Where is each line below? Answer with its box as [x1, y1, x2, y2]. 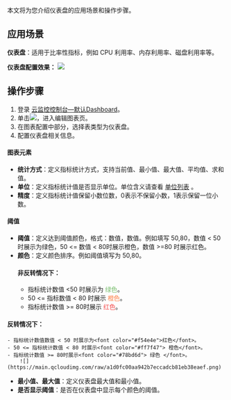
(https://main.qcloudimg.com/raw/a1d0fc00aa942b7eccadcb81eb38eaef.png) [7, 364, 222, 371]
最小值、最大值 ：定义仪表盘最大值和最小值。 [17, 377, 146, 385]
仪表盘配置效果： [7, 63, 56, 71]
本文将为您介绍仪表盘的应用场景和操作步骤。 [7, 6, 135, 14]
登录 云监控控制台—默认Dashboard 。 [17, 105, 123, 113]
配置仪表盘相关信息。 [17, 131, 78, 139]
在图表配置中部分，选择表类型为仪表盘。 [17, 122, 133, 131]
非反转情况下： [17, 269, 60, 277]
